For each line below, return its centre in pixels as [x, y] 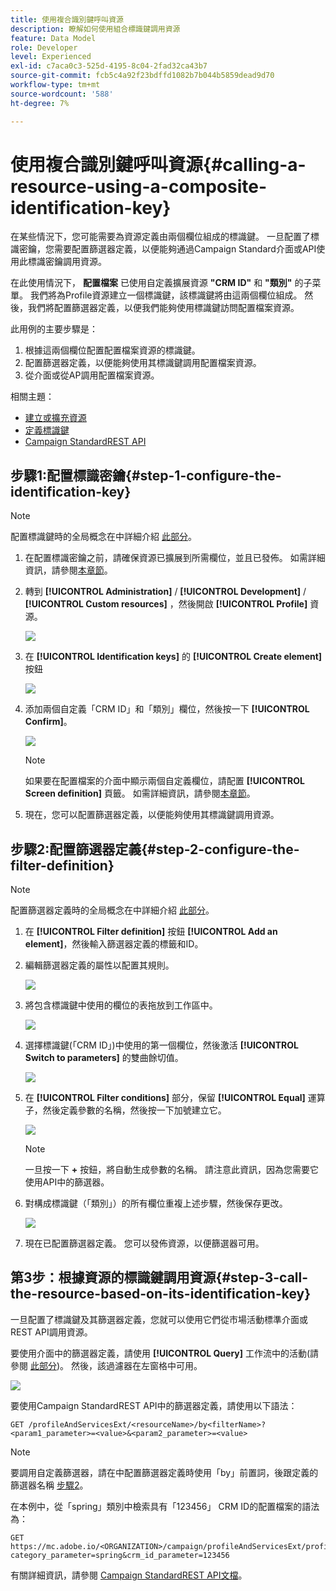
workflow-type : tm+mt [55, 85]
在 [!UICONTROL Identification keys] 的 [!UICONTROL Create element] [173, 657]
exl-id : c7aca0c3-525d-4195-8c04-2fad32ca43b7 [109, 66]
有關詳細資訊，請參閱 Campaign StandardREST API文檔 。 [129, 1575]
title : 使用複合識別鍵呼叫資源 [67, 19]
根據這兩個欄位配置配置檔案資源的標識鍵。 [112, 350]
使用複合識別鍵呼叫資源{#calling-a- [158, 164]
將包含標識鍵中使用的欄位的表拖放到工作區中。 [121, 1005]
